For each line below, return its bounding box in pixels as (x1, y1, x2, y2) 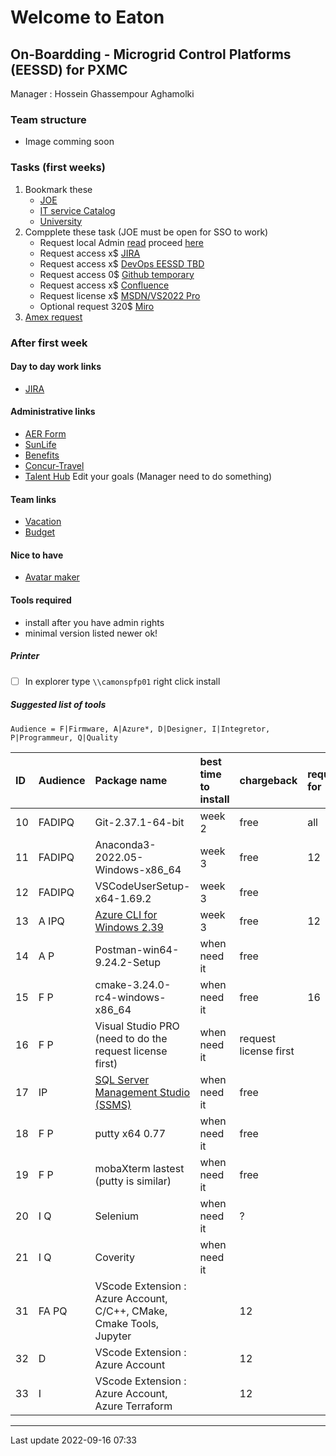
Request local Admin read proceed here (39, 236, 204, 248)
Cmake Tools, (94, 1316, 160, 1330)
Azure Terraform (94, 1399, 173, 1413)
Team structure (10, 112, 87, 126)
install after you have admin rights (24, 616, 165, 628)
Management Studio (94, 1085, 191, 1099)
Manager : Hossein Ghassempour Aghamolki (10, 88, 195, 100)
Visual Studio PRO (94, 1019, 180, 1033)
